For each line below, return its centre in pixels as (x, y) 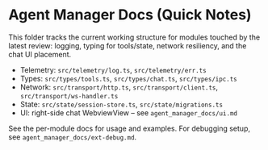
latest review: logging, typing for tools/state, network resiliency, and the (128, 45)
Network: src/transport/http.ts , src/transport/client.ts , (119, 87)
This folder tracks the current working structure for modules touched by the (134, 37)
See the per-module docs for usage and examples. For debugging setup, (129, 128)
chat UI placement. (40, 54)
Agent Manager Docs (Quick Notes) (130, 15)
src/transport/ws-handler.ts (69, 96)
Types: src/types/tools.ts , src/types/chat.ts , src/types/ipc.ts (128, 78)
